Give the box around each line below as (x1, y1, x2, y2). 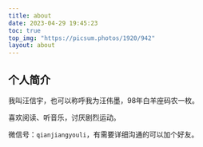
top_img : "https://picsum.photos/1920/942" (8, 34, 156, 42)
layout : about (8, 42, 56, 50)
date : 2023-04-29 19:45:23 (8, 19, 98, 27)
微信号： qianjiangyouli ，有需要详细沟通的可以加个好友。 (8, 129, 199, 139)
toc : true (8, 26, 42, 34)
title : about (8, 11, 52, 20)
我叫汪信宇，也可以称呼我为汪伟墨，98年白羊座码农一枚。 (8, 95, 200, 105)
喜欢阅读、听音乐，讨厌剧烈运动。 (8, 113, 121, 122)
